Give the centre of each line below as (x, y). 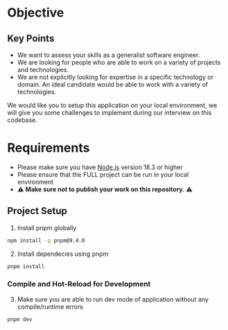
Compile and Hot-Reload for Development (79, 284)
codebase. (23, 120)
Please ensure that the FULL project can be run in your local (103, 174)
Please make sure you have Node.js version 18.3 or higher (100, 167)
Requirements (49, 148)
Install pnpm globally (47, 227)
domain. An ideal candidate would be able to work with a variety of (113, 84)
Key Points (31, 38)
